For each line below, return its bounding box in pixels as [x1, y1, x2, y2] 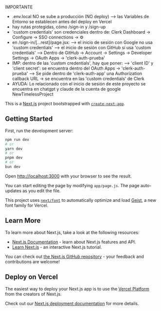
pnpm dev [5, 155, 23, 160]
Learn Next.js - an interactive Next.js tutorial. [12, 244, 102, 250]
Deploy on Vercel [5, 273, 58, 281]
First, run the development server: [5, 128, 73, 134]
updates [5, 188, 22, 194]
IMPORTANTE [5, 4, 33, 10]
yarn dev [5, 146, 23, 151]
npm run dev [5, 137, 29, 142]
